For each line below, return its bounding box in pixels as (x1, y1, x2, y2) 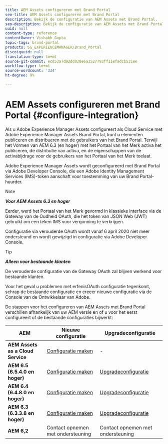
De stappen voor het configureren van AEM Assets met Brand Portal (5, 304, 146, 310)
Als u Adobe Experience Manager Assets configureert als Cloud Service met (5, 126, 162, 132)
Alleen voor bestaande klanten (5, 258, 71, 264)
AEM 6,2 (7, 427, 28, 434)
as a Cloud (7, 347, 34, 354)
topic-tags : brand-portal (5, 40, 59, 45)
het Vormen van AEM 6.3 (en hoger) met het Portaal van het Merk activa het (5, 142, 162, 148)
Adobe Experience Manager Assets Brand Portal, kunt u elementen (5, 131, 143, 137)
